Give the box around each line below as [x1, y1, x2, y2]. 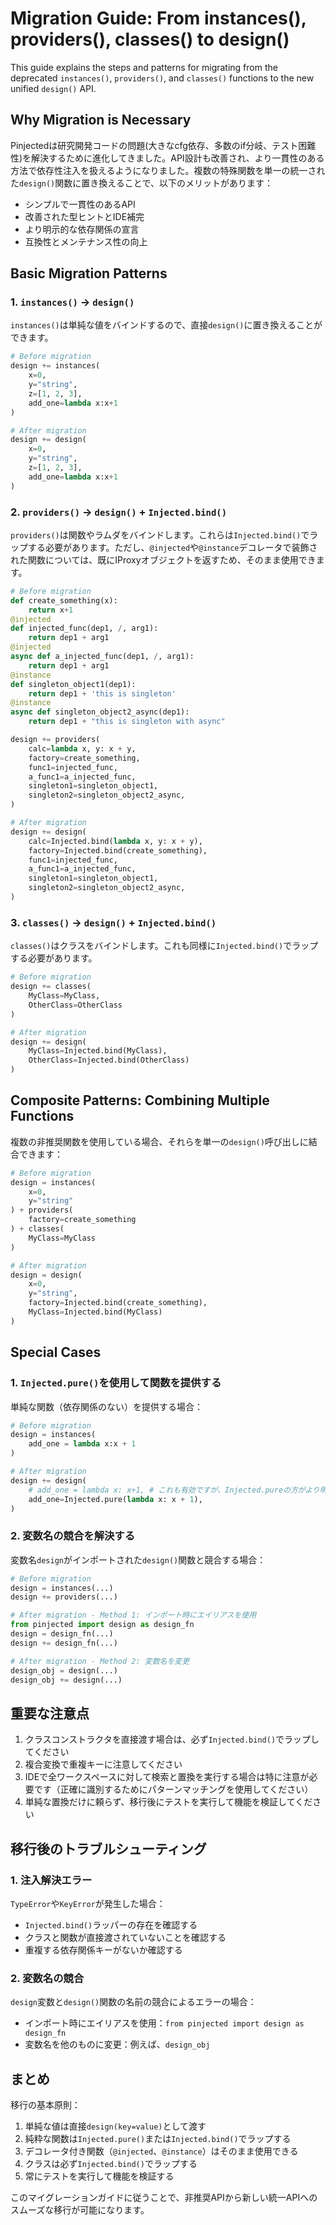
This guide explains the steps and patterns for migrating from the [10, 61, 278, 73]
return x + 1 [28, 605, 74, 615]
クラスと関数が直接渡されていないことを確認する [24, 1931, 227, 1943]
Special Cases [10, 1344, 102, 1361]
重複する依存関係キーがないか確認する [24, 1943, 183, 1956]
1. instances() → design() [10, 295, 135, 309]
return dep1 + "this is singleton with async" [28, 717, 226, 727]
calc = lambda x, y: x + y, [28, 743, 137, 754]
